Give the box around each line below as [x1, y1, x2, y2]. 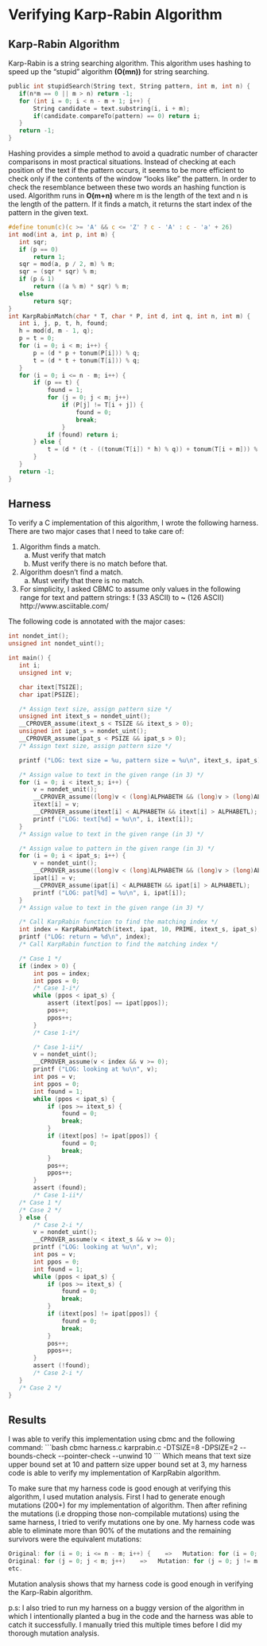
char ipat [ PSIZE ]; [18, 691, 80, 699]
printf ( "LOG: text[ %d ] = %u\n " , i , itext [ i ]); [33, 815, 194, 823]
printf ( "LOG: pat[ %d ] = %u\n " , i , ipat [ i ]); [33, 888, 187, 897]
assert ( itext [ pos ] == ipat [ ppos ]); [47, 999, 169, 1007]
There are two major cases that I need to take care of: [8, 527, 184, 536]
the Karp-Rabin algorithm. [8, 1588, 93, 1597]
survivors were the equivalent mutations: [8, 1534, 141, 1544]
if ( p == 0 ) [18, 245, 59, 253]
